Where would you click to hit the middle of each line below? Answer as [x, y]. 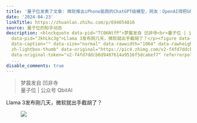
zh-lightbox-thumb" [35, 50]
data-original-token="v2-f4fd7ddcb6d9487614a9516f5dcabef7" [86, 55]
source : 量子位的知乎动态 [34, 28]
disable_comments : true [35, 66]
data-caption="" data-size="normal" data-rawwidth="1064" [84, 44]
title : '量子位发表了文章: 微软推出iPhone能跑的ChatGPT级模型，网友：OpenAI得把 [97, 11]
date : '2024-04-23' [30, 17]
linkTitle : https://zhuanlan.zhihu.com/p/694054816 [70, 22]
